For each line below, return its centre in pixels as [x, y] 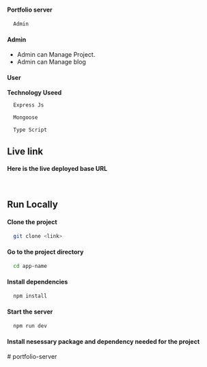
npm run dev [30, 326]
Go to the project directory [45, 252]
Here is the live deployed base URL [57, 169]
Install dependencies [38, 282]
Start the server [30, 312]
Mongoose [26, 118]
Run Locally [32, 204]
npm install [30, 296]
